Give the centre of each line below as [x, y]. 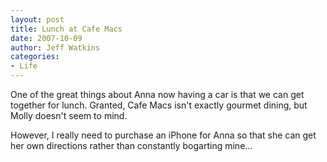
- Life [24, 66]
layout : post [37, 19]
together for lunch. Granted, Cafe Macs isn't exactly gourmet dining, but [159, 105]
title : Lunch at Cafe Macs [66, 29]
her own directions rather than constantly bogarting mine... [131, 145]
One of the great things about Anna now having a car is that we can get [157, 94]
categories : [35, 57]
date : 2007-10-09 [46, 38]
